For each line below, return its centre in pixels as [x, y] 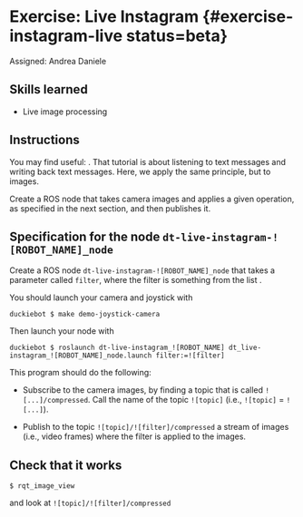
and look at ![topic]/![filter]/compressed [90, 503]
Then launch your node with [62, 331]
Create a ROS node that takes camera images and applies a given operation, [152, 199]
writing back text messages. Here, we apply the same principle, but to [140, 171]
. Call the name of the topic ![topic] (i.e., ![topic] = [186, 400]
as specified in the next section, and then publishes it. [110, 208]
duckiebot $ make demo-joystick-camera [85, 315]
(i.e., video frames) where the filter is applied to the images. [134, 436]
